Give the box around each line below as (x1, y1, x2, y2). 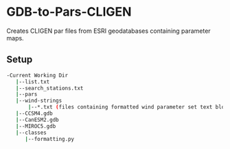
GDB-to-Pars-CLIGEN (6, 4, 132, 20)
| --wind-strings (15, 97, 62, 105)
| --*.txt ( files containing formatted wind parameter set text (27, 104, 213, 111)
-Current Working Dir (6, 72, 69, 79)
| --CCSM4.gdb (15, 110, 53, 117)
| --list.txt (15, 78, 50, 85)
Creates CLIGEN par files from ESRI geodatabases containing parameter (6, 27, 211, 35)
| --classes (15, 129, 47, 136)
